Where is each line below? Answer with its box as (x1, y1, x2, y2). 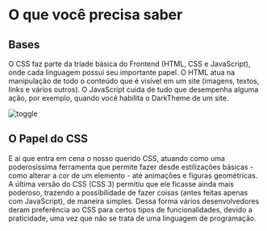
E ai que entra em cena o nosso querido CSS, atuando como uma (8, 153, 226, 163)
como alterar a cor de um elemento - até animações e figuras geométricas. (8, 171, 258, 180)
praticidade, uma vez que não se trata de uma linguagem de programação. (8, 213, 257, 223)
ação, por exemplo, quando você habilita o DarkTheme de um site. (8, 93, 229, 102)
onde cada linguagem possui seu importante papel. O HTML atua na (8, 68, 236, 77)
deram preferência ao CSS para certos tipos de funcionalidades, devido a (8, 204, 252, 214)
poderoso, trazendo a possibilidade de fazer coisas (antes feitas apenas (8, 188, 248, 197)
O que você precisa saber (8, 6, 183, 24)
